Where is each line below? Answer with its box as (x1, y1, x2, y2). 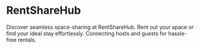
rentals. (17, 36, 37, 43)
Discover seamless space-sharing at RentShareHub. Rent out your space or (6, 23, 194, 31)
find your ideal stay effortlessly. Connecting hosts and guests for (6, 29, 167, 37)
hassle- (167, 29, 187, 37)
